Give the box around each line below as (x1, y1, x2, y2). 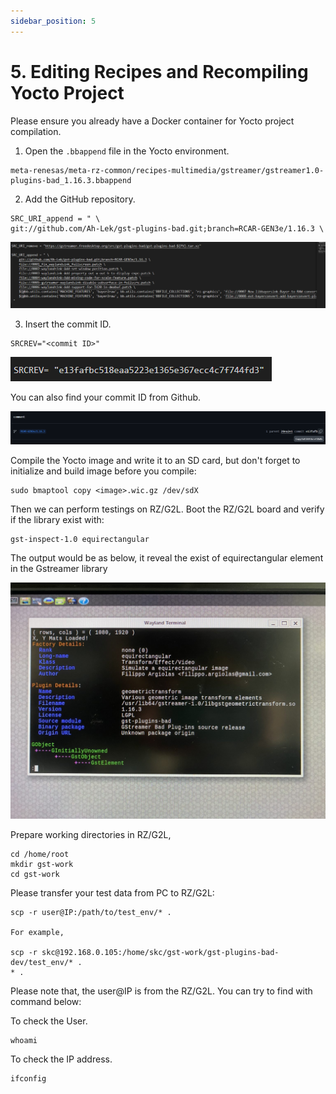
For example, (10, 927, 65, 937)
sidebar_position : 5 (10, 16, 97, 26)
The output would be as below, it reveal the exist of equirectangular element (10, 551, 324, 564)
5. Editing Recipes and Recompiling (10, 60, 309, 83)
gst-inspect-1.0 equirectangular (10, 534, 150, 544)
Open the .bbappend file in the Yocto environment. (24, 145, 230, 157)
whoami (10, 1035, 38, 1045)
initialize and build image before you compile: (10, 465, 197, 477)
